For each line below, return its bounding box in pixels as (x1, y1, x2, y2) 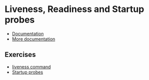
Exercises (4, 50, 36, 59)
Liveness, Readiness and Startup (4, 3, 144, 15)
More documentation (11, 36, 55, 42)
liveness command (11, 63, 51, 69)
